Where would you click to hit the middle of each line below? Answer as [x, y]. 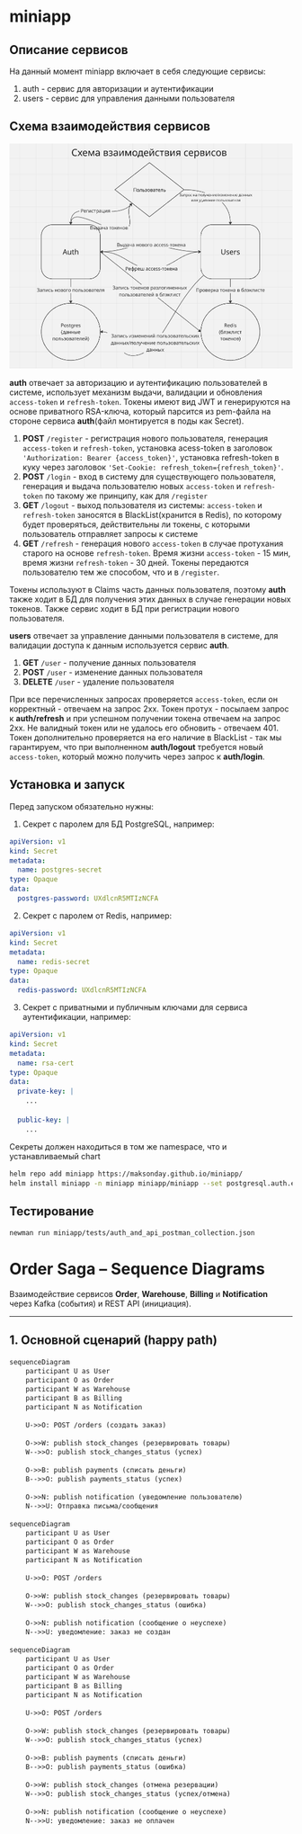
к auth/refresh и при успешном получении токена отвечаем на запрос [145, 718]
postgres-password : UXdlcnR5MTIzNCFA [88, 899]
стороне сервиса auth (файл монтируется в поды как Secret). [127, 421]
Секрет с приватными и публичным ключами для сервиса [135, 1007]
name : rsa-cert [46, 1063]
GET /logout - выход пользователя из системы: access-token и [142, 505]
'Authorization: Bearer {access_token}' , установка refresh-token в [151, 457]
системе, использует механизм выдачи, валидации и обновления [136, 392]
